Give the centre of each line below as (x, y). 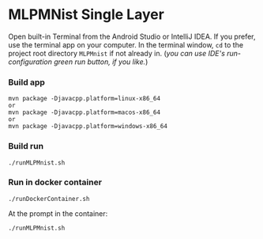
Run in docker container (55, 182)
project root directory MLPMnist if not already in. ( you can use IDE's (116, 53)
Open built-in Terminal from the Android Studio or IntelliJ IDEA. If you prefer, (132, 36)
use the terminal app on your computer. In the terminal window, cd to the (126, 44)
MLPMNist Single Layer (86, 15)
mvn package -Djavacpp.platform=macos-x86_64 (84, 112)
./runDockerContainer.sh (49, 199)
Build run (26, 146)
